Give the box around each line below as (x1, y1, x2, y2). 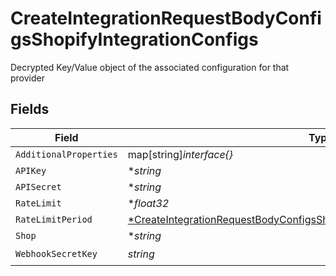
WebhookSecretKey (15, 248, 98, 260)
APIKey (15, 165, 47, 176)
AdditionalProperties (15, 148, 118, 160)
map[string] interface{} (127, 147, 234, 161)
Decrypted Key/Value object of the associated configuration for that (10, 61, 290, 73)
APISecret (15, 181, 62, 192)
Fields (10, 101, 50, 118)
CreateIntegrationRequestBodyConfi (10, 7, 322, 30)
